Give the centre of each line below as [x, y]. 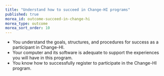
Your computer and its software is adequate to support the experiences [86, 53]
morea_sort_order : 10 [28, 28]
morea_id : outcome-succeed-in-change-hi [48, 19]
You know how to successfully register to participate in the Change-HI [84, 63]
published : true [22, 14]
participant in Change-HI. [38, 47]
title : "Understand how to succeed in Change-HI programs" [68, 10]
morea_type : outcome [27, 23]
